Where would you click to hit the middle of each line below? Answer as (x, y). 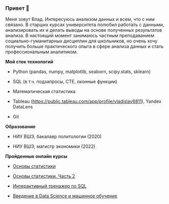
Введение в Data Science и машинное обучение (65, 196)
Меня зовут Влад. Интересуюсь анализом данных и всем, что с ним (80, 19)
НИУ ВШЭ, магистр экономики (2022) (54, 146)
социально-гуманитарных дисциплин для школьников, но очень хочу (81, 41)
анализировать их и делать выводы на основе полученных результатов (84, 30)
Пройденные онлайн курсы (36, 156)
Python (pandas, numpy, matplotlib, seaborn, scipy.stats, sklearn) (82, 72)
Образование (20, 127)
